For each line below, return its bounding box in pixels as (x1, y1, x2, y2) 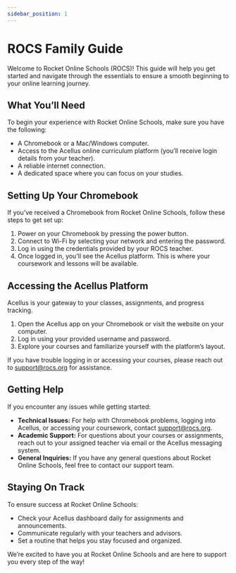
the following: (7, 125, 47, 134)
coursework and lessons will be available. (17, 259, 139, 268)
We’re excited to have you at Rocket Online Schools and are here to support (7, 550, 227, 558)
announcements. (17, 521, 67, 529)
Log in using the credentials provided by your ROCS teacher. (17, 245, 194, 253)
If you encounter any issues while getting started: (7, 402, 151, 411)
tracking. (7, 306, 33, 314)
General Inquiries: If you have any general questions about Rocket (17, 453, 211, 462)
